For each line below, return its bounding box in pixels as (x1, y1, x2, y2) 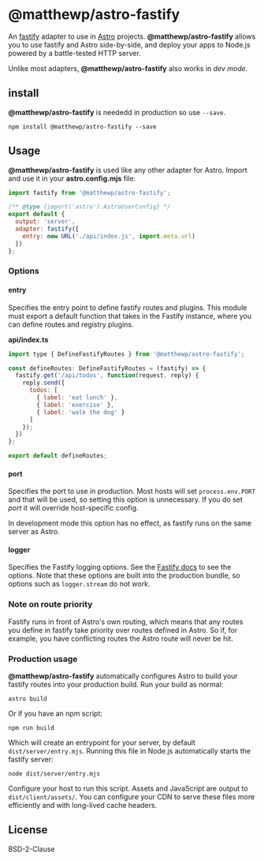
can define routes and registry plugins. (8, 320, 134, 329)
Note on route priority (8, 599, 93, 610)
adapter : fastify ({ (15, 225, 80, 234)
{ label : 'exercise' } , (36, 401, 114, 409)
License (8, 823, 48, 837)
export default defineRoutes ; (8, 452, 108, 460)
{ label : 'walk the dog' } (36, 408, 125, 416)
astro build (8, 695, 47, 703)
